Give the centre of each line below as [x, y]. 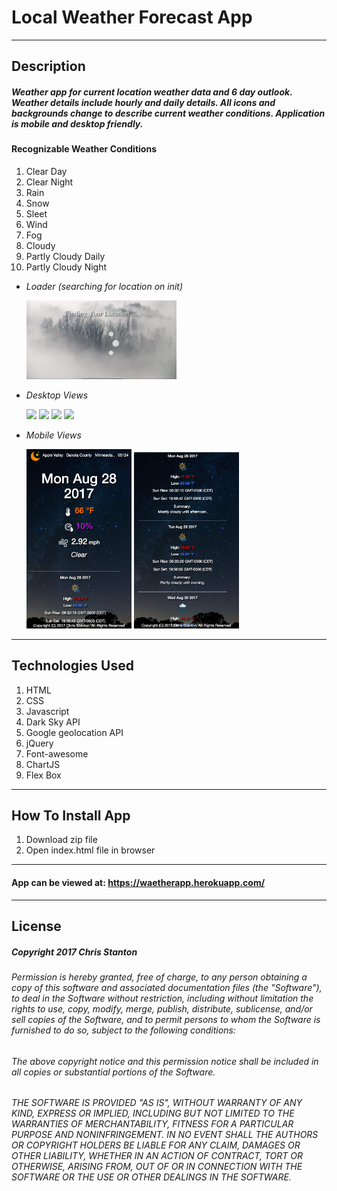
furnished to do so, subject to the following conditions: [123, 1030]
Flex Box [43, 775]
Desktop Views [57, 395]
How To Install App [71, 816]
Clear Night [49, 182]
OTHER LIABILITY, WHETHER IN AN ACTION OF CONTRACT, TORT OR [157, 1156]
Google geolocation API [74, 732]
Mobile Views [53, 435]
